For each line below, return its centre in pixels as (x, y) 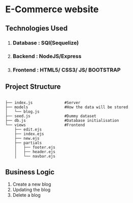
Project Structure (33, 86)
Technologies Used (36, 28)
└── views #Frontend (45, 125)
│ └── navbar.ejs (35, 157)
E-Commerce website (52, 9)
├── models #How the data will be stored (67, 107)
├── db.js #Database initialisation (62, 121)
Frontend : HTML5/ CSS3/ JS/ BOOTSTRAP (66, 70)
